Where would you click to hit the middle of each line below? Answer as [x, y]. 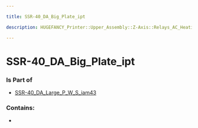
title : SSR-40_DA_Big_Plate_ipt [46, 16]
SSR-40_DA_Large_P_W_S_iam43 [55, 92]
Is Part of [19, 80]
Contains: [21, 107]
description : [22, 27]
